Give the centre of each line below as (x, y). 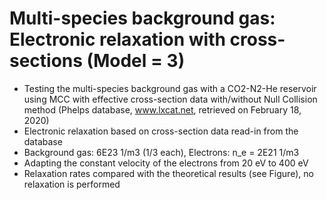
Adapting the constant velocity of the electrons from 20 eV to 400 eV (166, 163)
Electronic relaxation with (117, 39)
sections (46, 61)
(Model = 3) (136, 61)
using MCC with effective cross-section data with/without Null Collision (170, 99)
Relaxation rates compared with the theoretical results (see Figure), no (168, 173)
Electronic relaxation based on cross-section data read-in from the (161, 131)
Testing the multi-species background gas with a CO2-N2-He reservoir (170, 88)
